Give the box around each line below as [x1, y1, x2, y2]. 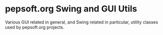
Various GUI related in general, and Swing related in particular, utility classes [5, 19, 158, 25]
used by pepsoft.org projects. [5, 24, 65, 30]
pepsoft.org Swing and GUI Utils [5, 3, 137, 14]
